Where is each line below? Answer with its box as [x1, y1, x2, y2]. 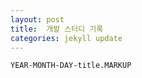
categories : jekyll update [10, 33, 123, 43]
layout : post [10, 14, 65, 25]
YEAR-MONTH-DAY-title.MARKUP [10, 61, 132, 71]
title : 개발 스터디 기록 [10, 24, 104, 34]
